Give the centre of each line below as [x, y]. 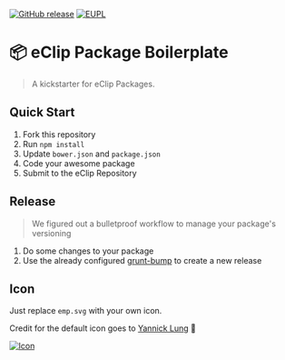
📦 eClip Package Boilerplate [119, 52]
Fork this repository [59, 134]
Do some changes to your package [88, 251]
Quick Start [42, 112]
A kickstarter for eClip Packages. [93, 84]
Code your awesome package [79, 163]
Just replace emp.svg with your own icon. [86, 311]
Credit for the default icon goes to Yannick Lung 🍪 [103, 328]
